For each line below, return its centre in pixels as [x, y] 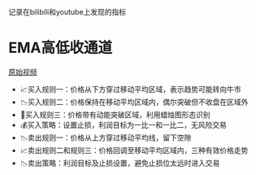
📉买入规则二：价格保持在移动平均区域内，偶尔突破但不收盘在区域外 [134, 102]
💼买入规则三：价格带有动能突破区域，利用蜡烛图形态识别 [115, 114]
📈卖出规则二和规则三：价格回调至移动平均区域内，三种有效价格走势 [134, 150]
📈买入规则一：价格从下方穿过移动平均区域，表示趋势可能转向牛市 [130, 89]
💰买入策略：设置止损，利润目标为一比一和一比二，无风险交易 [124, 125]
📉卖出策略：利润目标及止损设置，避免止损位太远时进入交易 [120, 163]
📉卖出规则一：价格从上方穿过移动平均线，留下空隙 [106, 138]
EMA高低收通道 [60, 48]
